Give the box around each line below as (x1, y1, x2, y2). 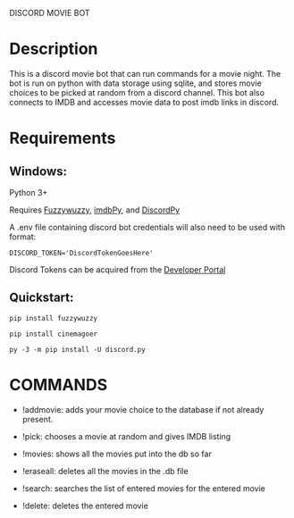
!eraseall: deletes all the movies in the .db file (21, 465, 189, 476)
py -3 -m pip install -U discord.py (9, 345, 146, 354)
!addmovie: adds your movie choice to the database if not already (21, 404, 265, 414)
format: (9, 231, 37, 242)
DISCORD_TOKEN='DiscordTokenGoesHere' (9, 248, 154, 257)
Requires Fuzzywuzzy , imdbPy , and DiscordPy (9, 205, 181, 215)
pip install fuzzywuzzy (9, 313, 98, 322)
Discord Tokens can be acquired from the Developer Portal (9, 263, 226, 275)
